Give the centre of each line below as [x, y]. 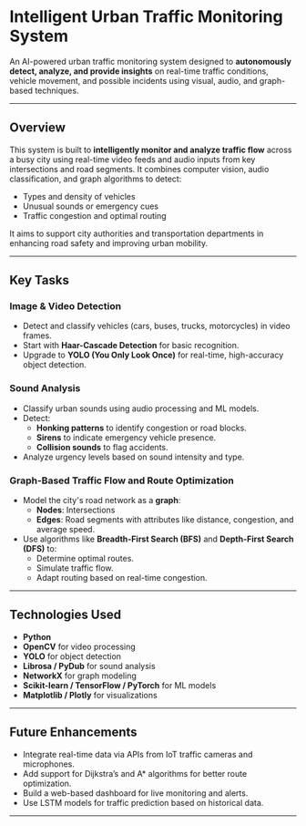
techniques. [57, 90]
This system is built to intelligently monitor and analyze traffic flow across [151, 150]
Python [37, 636]
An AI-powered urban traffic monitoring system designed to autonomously [150, 61]
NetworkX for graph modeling [79, 676]
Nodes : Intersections [76, 510]
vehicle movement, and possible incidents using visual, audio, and [133, 80]
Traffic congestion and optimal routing [94, 215]
